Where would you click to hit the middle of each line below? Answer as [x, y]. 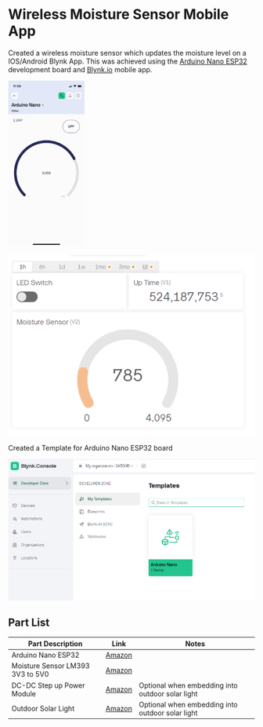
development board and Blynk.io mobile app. [80, 69]
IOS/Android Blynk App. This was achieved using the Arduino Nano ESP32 [128, 61]
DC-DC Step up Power [48, 685]
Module [24, 693]
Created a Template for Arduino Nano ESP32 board [91, 448]
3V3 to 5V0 [30, 674]
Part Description [55, 643]
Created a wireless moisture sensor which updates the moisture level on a [127, 53]
